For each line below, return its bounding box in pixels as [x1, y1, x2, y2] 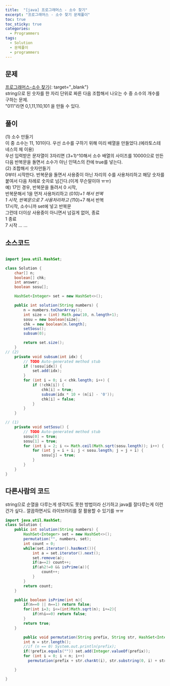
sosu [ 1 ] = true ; [23, 439, 58, 444]
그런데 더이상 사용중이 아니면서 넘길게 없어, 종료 [5, 209, 100, 216]
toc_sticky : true [5, 21, 42, 27]
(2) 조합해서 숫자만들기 [5, 165, 51, 171]
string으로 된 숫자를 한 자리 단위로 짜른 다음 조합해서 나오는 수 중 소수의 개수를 [5, 91, 160, 97]
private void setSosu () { [14, 424, 69, 430]
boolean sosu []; [14, 284, 49, 290]
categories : [5, 26, 30, 31]
